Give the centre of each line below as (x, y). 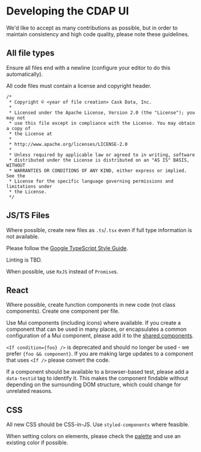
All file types (30, 53)
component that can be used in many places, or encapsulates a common (97, 329)
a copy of (19, 128)
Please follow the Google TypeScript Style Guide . (67, 248)
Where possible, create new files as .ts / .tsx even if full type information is (99, 230)
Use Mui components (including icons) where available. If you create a (94, 323)
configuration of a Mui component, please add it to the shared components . (100, 336)
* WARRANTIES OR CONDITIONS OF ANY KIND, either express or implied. (98, 171)
